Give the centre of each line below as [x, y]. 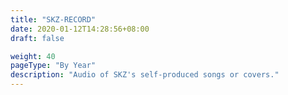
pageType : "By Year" [53, 66]
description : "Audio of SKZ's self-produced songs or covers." [145, 75]
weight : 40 [33, 56]
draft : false [37, 38]
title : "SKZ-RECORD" [53, 19]
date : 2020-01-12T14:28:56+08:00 [80, 29]
